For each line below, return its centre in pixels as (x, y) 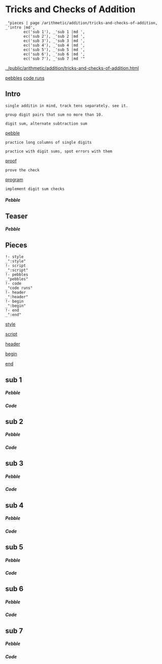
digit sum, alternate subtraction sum (46, 123)
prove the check (22, 170)
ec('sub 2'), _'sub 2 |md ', (54, 36)
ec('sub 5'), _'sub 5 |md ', (54, 49)
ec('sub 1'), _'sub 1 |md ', (54, 32)
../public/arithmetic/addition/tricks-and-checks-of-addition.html (72, 68)
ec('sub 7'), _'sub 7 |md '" (54, 59)
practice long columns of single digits (49, 142)
